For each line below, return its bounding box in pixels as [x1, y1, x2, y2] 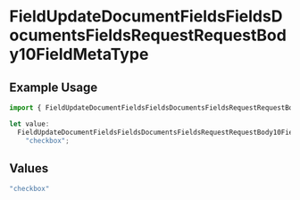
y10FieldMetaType [9, 45, 149, 64]
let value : [9, 119, 50, 129]
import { [9, 104, 42, 112]
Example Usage [9, 79, 98, 95]
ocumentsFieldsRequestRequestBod [9, 25, 287, 46]
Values [9, 161, 49, 176]
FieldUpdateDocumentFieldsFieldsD [9, 6, 283, 27]
